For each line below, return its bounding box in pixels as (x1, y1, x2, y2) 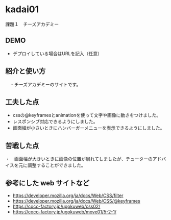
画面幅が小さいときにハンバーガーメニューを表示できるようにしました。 (12, 125, 165, 131)
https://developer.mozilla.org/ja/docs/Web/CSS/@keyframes (12, 198, 140, 204)
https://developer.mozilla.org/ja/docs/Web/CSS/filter (12, 192, 124, 199)
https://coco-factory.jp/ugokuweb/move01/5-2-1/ (12, 209, 116, 215)
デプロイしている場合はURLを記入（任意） (12, 50, 102, 57)
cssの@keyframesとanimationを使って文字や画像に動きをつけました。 (12, 112, 161, 118)
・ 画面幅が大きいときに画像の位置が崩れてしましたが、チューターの (5, 156, 153, 162)
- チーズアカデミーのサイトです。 (11, 81, 81, 87)
